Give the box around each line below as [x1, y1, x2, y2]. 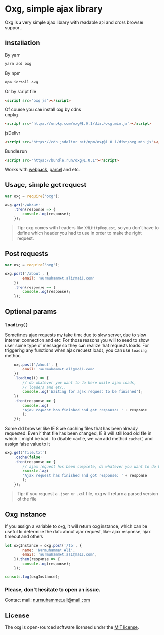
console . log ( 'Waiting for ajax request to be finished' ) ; [22, 389, 143, 394]
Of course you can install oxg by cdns [5, 106, 82, 113]
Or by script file [5, 88, 37, 94]
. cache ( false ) [14, 455, 42, 460]
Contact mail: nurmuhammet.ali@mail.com [5, 597, 90, 603]
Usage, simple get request [5, 181, 87, 189]
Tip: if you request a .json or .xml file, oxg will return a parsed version [17, 491, 158, 497]
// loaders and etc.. [22, 385, 67, 390]
